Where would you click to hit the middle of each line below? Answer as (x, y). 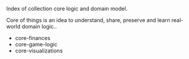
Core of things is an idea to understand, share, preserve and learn (88, 20)
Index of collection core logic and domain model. (67, 9)
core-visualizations (39, 51)
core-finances (33, 38)
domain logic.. (39, 27)
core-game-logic (36, 44)
